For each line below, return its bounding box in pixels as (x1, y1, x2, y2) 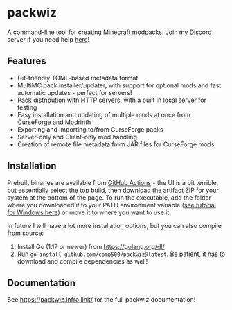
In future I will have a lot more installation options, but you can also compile (7, 221, 222, 230)
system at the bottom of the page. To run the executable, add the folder (7, 193, 211, 202)
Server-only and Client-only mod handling (17, 132, 137, 141)
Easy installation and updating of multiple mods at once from (17, 110, 191, 119)
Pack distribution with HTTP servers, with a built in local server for (17, 96, 206, 104)
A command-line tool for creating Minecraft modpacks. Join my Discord (7, 28, 213, 36)
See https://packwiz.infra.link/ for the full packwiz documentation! (7, 295, 196, 304)
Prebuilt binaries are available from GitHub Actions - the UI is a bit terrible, (7, 178, 219, 187)
